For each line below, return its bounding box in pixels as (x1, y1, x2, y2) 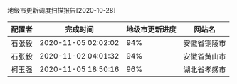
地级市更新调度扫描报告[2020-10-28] (7, 6, 116, 14)
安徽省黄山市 (182, 52, 226, 61)
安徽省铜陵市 (182, 38, 226, 48)
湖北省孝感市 (182, 65, 226, 74)
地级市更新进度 (125, 25, 177, 34)
